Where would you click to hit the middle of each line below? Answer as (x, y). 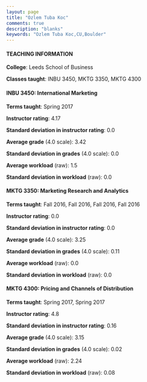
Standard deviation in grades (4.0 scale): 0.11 (63, 251)
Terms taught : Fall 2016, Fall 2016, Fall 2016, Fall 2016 (73, 204)
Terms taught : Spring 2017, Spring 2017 (56, 302)
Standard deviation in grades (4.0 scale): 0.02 (64, 349)
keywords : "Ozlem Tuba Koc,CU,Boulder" (56, 35)
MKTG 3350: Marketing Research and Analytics (67, 191)
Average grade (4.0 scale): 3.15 (45, 337)
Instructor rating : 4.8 (33, 313)
